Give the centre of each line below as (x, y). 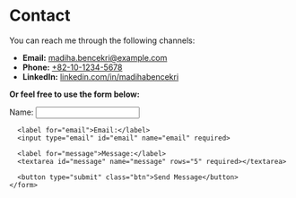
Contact (40, 16)
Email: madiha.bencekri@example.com (95, 57)
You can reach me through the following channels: (102, 40)
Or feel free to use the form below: (75, 94)
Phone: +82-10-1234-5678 (72, 67)
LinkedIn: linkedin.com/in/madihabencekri (100, 76)
